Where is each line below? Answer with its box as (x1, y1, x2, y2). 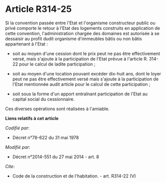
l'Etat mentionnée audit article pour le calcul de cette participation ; (12, 81, 151, 87)
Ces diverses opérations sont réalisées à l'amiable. (5, 106, 110, 112)
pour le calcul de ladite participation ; (19, 61, 96, 67)
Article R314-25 (5, 3, 72, 15)
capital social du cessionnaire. (12, 96, 75, 102)
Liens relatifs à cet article (5, 115, 59, 121)
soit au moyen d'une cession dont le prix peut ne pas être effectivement (12, 51, 161, 57)
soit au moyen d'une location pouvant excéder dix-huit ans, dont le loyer (12, 70, 162, 76)
